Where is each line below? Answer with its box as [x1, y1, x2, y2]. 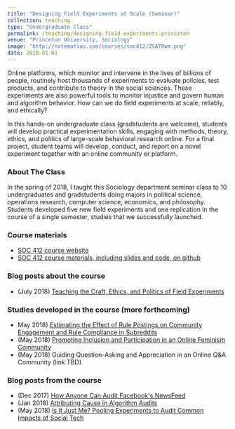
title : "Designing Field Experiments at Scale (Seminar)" [7, 10, 180, 18]
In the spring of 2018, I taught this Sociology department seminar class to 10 [7, 183, 227, 192]
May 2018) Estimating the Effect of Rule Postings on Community [17, 321, 203, 329]
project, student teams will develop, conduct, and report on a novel [7, 142, 201, 150]
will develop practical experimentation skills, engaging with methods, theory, [7, 127, 229, 136]
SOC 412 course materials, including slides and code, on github [17, 253, 201, 262]
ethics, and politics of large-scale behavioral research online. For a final [7, 134, 215, 143]
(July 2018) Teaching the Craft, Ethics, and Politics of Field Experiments [17, 287, 224, 296]
